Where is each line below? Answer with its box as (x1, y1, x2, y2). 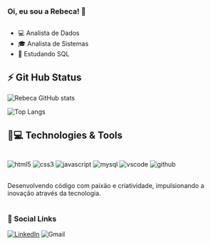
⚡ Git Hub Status (7, 71, 82, 83)
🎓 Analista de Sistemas (17, 39, 89, 48)
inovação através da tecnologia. (7, 189, 101, 197)
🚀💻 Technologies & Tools (7, 129, 123, 141)
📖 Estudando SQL (17, 50, 70, 58)
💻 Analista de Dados (17, 28, 80, 38)
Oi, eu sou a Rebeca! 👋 (7, 6, 87, 16)
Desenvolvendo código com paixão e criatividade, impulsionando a (7, 181, 205, 189)
